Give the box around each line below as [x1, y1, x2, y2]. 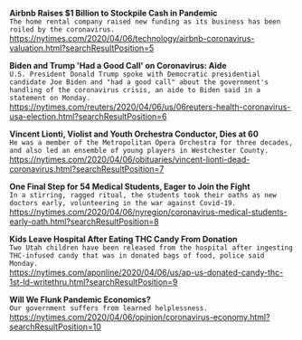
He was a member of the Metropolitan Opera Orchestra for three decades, [9, 138, 294, 147]
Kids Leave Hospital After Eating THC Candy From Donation [9, 234, 238, 244]
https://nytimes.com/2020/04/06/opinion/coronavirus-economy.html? [9, 312, 270, 322]
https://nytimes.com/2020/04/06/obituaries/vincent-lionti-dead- [9, 154, 250, 165]
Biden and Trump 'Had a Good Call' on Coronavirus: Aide [9, 61, 227, 71]
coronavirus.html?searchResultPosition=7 [9, 164, 165, 175]
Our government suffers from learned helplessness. [9, 304, 208, 313]
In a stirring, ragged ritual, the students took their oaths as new [9, 191, 278, 200]
